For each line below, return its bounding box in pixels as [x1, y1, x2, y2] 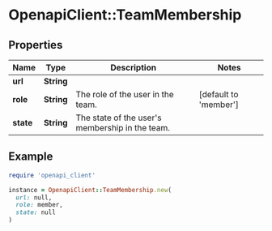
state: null [15, 208, 57, 216]
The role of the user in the [75, 89, 174, 100]
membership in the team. [75, 122, 171, 133]
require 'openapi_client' [8, 171, 96, 179]
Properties [8, 38, 63, 52]
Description [110, 62, 156, 73]
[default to [198, 89, 239, 100]
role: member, [15, 201, 63, 209]
